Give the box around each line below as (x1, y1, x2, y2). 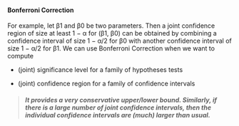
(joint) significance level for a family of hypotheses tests (17, 65, 183, 74)
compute (7, 52, 34, 61)
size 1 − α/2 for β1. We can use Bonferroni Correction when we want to (7, 44, 215, 53)
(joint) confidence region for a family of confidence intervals (17, 79, 195, 88)
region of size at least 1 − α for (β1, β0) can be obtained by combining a (7, 29, 218, 38)
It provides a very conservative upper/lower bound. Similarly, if (24, 95, 218, 104)
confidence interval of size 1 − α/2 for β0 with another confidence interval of (7, 36, 232, 46)
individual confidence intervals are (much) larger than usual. (24, 110, 210, 119)
